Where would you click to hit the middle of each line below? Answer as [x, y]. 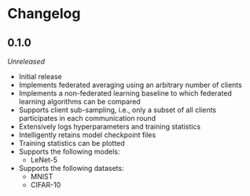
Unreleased [26, 61]
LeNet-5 [44, 160]
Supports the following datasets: [71, 168]
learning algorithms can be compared [79, 102]
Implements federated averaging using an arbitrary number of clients [131, 85]
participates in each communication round [87, 118]
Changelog [44, 14]
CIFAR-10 [46, 185]
